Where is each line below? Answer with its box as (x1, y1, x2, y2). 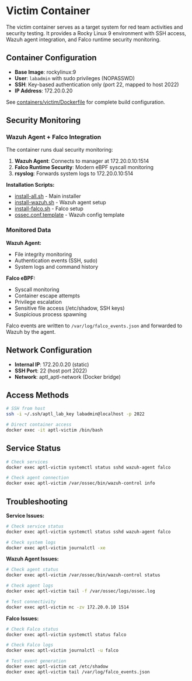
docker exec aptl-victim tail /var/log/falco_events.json (6, 669, 150, 675)
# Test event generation (6, 658, 67, 664)
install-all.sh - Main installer (14, 193, 82, 200)
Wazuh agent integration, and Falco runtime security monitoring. (6, 36, 161, 43)
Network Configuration (6, 345, 92, 355)
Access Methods (6, 390, 69, 400)
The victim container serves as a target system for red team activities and (6, 23, 183, 30)
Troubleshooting (6, 497, 68, 507)
